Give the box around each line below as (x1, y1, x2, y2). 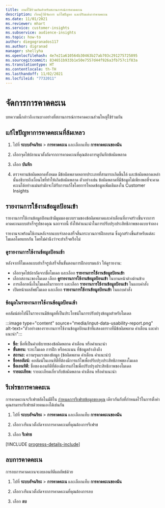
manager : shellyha (5, 48, 43, 53)
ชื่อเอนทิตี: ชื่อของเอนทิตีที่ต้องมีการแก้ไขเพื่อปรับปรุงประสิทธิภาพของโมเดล (12, 363, 132, 369)
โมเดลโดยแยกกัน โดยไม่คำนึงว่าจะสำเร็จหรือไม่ (5, 236, 81, 242)
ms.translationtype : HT (5, 62, 55, 67)
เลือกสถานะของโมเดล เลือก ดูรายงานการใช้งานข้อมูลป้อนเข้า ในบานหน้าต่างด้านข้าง (12, 275, 145, 281)
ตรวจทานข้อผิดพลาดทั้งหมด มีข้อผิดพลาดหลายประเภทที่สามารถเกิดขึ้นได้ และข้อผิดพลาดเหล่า (12, 171, 161, 177)
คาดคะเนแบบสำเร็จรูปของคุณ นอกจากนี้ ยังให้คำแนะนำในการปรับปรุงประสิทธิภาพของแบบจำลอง (5, 220, 159, 227)
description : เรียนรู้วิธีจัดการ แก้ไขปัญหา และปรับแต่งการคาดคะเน (5, 12, 108, 17)
